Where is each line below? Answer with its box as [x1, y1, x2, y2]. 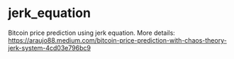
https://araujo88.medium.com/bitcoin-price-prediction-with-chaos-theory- [8, 36, 228, 44]
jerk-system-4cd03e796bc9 [8, 43, 91, 52]
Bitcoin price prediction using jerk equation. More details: [8, 28, 176, 37]
